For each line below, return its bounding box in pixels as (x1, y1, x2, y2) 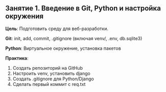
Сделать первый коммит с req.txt (12, 81, 86, 87)
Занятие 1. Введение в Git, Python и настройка (5, 4, 161, 13)
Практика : (5, 55, 29, 61)
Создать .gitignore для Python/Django (12, 76, 94, 82)
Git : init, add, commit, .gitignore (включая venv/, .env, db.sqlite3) (5, 35, 143, 41)
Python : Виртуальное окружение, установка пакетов (5, 45, 121, 51)
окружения (5, 12, 44, 21)
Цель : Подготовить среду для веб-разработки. (5, 25, 109, 32)
